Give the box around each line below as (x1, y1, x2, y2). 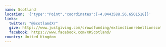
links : (4, 16, 18, 21)
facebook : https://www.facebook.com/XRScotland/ (9, 30, 111, 35)
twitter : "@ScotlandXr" (9, 21, 58, 26)
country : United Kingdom (4, 35, 56, 40)
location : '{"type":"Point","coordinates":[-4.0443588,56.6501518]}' (4, 12, 152, 17)
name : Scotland (4, 7, 36, 12)
